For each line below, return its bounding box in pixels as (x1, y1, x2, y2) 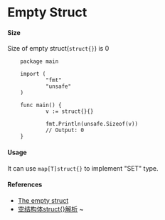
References (7, 180, 43, 189)
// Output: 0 (45, 126, 84, 134)
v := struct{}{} (45, 108, 94, 115)
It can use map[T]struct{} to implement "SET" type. (7, 164, 159, 172)
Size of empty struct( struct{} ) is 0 (7, 44, 110, 53)
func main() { (20, 101, 62, 109)
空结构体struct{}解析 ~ (17, 204, 84, 213)
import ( (20, 71, 46, 78)
